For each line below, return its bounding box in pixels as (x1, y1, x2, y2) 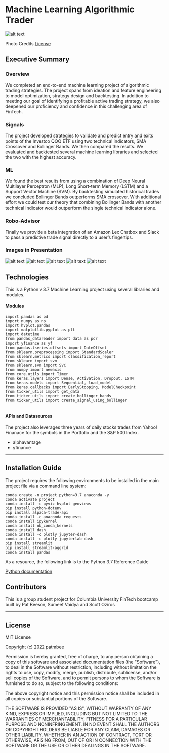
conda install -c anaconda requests (5, 514, 82, 519)
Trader (5, 14, 34, 26)
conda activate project (5, 497, 55, 502)
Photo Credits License (5, 40, 51, 46)
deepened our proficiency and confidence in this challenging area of (5, 103, 147, 109)
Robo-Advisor (5, 218, 40, 225)
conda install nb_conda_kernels (5, 523, 73, 528)
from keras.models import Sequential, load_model (5, 380, 112, 385)
